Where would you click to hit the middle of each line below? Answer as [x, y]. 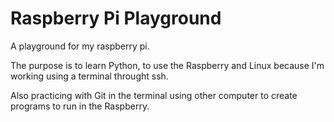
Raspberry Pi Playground [116, 18]
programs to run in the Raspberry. [80, 106]
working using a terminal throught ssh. [89, 76]
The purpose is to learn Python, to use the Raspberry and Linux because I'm [167, 65]
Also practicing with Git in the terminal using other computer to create [154, 95]
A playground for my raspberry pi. [80, 46]
